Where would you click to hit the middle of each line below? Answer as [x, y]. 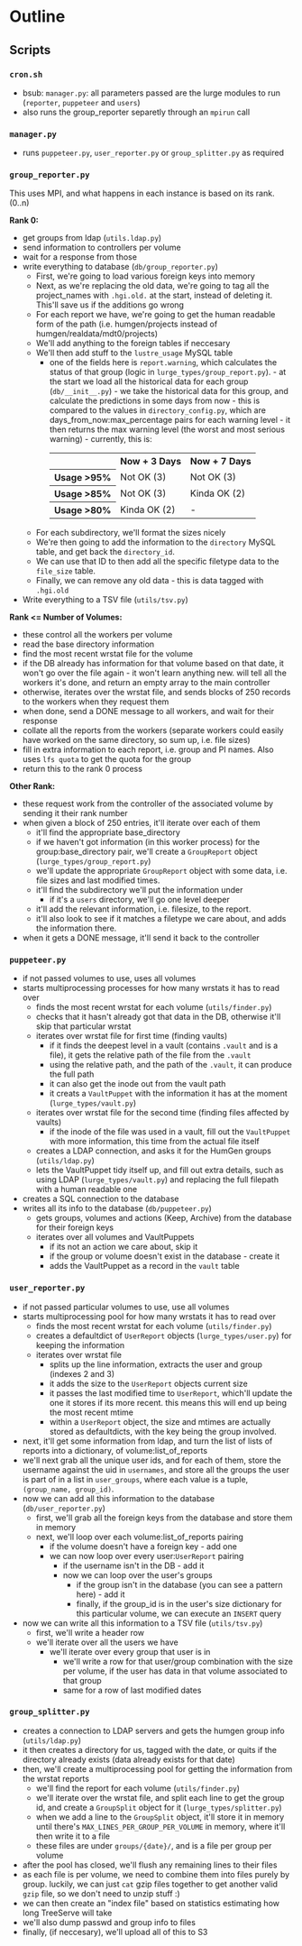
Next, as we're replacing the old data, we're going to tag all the [152, 286]
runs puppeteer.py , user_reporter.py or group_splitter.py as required [153, 153]
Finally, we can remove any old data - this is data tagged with [150, 580]
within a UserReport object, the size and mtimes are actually [160, 1421]
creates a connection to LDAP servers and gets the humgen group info [154, 1730]
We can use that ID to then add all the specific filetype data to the [157, 561]
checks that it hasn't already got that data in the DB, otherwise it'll [158, 1017]
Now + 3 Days [151, 462]
